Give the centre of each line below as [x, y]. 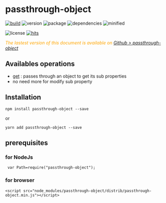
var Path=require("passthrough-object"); [51, 168]
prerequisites [27, 143]
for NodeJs [19, 157]
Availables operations [40, 64]
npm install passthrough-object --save [47, 109]
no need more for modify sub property [52, 81]
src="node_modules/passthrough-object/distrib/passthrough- [88, 191]
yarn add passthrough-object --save [44, 127]
